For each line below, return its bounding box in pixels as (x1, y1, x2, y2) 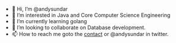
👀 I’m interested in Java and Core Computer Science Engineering (11, 12, 171, 19)
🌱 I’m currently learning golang (11, 18, 87, 24)
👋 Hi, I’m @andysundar (11, 6, 68, 12)
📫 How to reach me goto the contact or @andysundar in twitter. (11, 31, 169, 37)
